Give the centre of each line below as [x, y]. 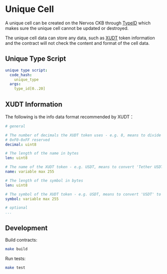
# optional [16, 208]
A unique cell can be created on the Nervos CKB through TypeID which [78, 23]
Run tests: [15, 258]
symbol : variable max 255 [32, 199]
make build [16, 249]
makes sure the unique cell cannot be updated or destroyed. [67, 28]
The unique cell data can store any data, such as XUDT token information [80, 38]
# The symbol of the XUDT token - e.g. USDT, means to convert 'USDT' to [83, 194]
